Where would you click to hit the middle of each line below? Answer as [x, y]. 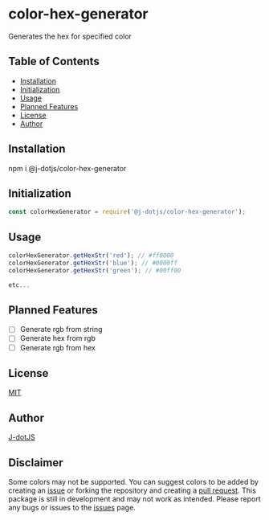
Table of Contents [54, 61]
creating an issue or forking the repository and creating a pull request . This [132, 490]
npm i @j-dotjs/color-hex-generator [67, 168]
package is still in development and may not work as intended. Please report [134, 499]
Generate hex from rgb [58, 338]
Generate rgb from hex [58, 347]
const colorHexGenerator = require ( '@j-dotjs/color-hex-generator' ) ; [127, 212]
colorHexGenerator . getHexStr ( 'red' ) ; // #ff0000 [91, 256]
